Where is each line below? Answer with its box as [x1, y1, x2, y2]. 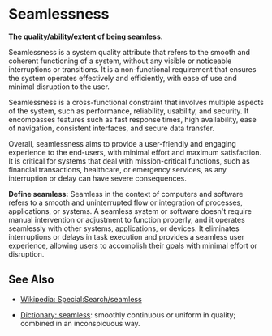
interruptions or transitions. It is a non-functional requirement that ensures [8, 64, 257, 74]
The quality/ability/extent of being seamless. [8, 32, 164, 41]
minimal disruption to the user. [8, 82, 110, 91]
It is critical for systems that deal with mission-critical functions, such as [8, 155, 250, 166]
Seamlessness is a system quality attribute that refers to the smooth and [8, 47, 250, 57]
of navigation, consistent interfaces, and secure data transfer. [8, 123, 215, 133]
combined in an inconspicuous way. [19, 318, 140, 328]
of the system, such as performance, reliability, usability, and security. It [8, 106, 249, 116]
